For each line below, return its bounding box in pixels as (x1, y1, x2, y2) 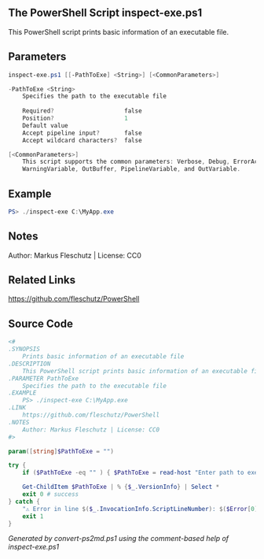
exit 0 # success (22, 491, 79, 498)
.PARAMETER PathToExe (8, 374, 79, 383)
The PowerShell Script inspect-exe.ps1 (8, 6, 203, 20)
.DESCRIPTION (8, 360, 51, 368)
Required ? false (22, 107, 143, 115)
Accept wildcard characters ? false (22, 136, 143, 144)
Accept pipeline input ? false (22, 129, 143, 137)
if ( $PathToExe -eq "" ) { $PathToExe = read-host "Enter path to (22, 468, 244, 477)
